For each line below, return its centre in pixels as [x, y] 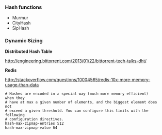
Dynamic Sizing [24, 41]
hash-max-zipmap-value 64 [31, 128]
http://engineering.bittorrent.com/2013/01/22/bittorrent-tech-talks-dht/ [76, 61]
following [15, 115]
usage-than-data [22, 84]
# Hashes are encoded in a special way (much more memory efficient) [77, 94]
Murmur [20, 18]
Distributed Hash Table [29, 51]
